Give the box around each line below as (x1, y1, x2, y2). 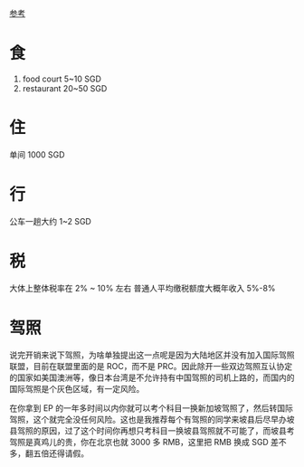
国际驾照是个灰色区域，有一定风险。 (9, 383, 145, 394)
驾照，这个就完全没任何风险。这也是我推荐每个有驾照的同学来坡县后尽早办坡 (9, 414, 295, 424)
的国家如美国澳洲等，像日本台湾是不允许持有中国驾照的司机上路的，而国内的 (9, 372, 295, 383)
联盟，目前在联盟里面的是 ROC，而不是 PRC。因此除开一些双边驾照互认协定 (9, 360, 292, 371)
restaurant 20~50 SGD (22, 82, 108, 93)
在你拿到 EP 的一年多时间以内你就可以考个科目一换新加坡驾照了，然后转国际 (9, 402, 294, 414)
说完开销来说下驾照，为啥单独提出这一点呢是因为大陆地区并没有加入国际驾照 (9, 349, 295, 360)
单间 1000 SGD (9, 148, 65, 160)
